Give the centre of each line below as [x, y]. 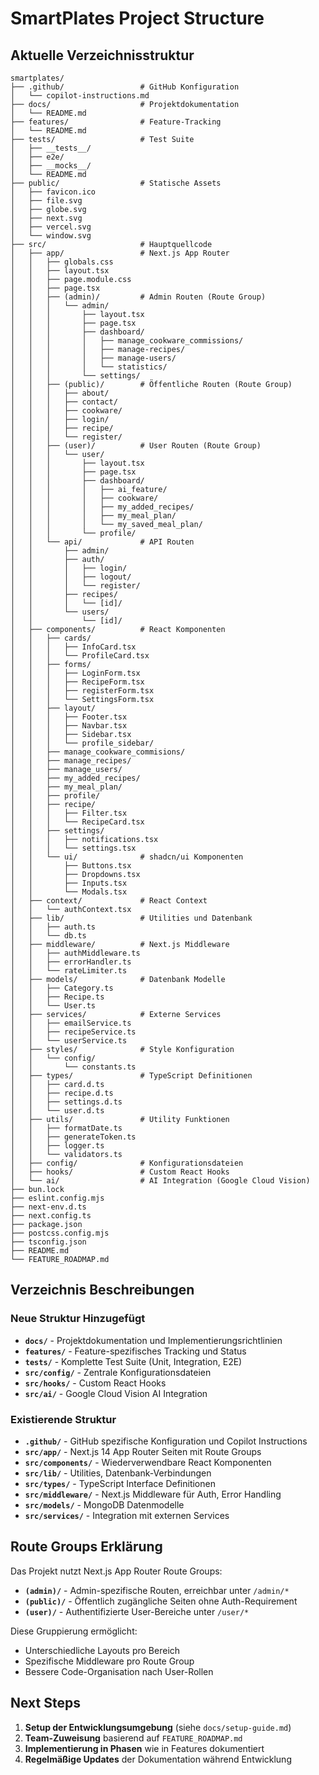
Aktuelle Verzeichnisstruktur [102, 55]
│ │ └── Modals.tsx [69, 892]
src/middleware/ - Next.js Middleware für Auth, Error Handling [153, 1494]
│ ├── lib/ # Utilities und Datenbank [131, 918]
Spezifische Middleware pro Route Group [109, 1661]
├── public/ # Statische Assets [116, 183]
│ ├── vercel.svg [51, 227]
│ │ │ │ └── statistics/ [89, 367]
